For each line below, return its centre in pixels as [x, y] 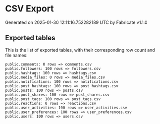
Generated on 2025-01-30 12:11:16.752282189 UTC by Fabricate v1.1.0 [76, 22]
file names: [17, 55]
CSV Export [29, 9]
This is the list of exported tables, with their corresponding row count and [80, 50]
